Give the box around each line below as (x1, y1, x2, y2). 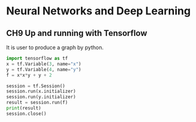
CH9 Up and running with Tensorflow (6, 28, 148, 38)
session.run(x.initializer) (6, 89, 76, 94)
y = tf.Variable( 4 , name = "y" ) (6, 66, 82, 72)
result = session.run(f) (6, 100, 68, 106)
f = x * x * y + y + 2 (6, 72, 52, 78)
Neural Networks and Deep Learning (6, 4, 191, 18)
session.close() (6, 111, 47, 117)
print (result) (6, 105, 42, 111)
